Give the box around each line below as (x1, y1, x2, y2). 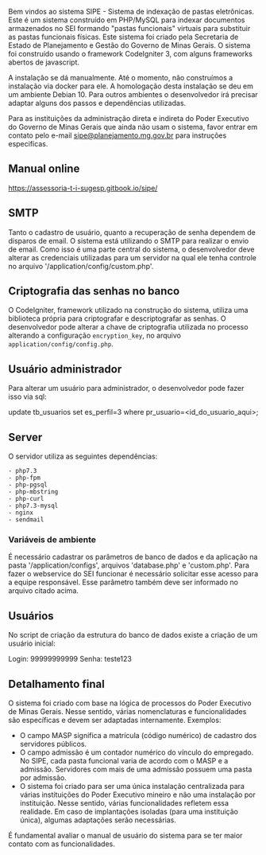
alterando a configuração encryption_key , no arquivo (8, 330, 181, 341)
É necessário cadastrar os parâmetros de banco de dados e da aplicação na (8, 552, 258, 562)
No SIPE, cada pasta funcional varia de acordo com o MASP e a (19, 755, 229, 765)
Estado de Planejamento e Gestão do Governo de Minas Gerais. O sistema (8, 41, 251, 50)
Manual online (8, 162, 80, 176)
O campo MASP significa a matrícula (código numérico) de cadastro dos (19, 730, 257, 740)
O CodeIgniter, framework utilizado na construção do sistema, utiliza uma (8, 306, 249, 315)
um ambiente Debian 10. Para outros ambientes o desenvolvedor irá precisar (8, 90, 258, 99)
